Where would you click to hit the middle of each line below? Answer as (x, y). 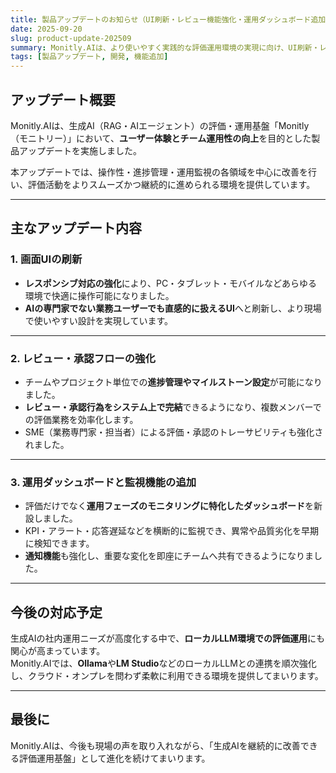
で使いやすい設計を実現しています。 (98, 320)
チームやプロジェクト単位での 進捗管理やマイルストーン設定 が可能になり (173, 382)
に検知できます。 (59, 543)
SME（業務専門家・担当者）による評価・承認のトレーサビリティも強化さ (174, 432)
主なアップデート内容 (76, 228)
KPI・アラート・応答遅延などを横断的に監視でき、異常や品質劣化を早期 (171, 531)
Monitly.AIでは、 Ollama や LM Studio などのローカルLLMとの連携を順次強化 (163, 663)
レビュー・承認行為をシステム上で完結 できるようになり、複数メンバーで (173, 407)
